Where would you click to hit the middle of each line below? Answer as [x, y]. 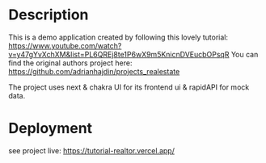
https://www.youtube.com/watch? [65, 45]
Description [49, 15]
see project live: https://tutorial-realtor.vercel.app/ [92, 150]
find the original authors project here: [70, 63]
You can [245, 54]
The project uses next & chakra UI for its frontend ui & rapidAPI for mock [129, 87]
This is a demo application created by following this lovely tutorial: [118, 37]
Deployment [51, 129]
